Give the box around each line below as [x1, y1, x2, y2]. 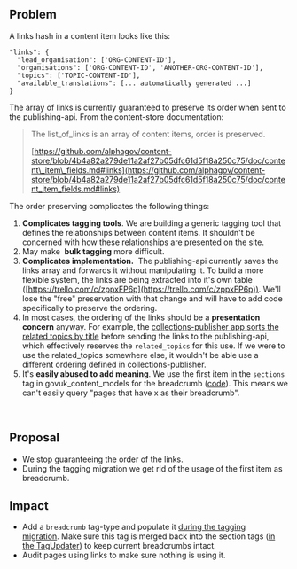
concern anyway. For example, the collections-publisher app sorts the [21, 321, 279, 331]
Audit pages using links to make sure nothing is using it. [21, 550, 226, 561]
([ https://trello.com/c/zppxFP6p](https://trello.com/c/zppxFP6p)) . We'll [21, 284, 281, 294]
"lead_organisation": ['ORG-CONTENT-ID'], [17, 55, 176, 65]
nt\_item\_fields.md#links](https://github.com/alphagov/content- [30, 164, 266, 175]
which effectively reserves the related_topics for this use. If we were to [21, 340, 285, 351]
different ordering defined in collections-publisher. [21, 359, 207, 370]
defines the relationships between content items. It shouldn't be [21, 227, 255, 238]
